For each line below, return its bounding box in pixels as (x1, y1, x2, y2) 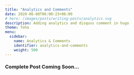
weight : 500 (14, 47, 38, 52)
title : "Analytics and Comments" (5, 7, 73, 12)
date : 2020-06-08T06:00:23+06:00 (5, 12, 73, 16)
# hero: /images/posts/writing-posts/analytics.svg (5, 16, 112, 21)
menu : (5, 30, 16, 34)
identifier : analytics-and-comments (14, 43, 88, 48)
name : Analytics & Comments (14, 39, 70, 44)
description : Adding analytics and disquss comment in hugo (5, 20, 130, 26)
